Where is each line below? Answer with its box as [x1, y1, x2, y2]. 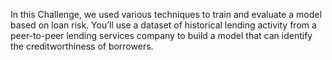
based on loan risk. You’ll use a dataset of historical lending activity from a [10, 19, 317, 31]
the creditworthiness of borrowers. [10, 40, 154, 52]
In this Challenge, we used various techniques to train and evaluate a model [10, 9, 322, 20]
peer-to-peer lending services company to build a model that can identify [10, 30, 313, 41]
